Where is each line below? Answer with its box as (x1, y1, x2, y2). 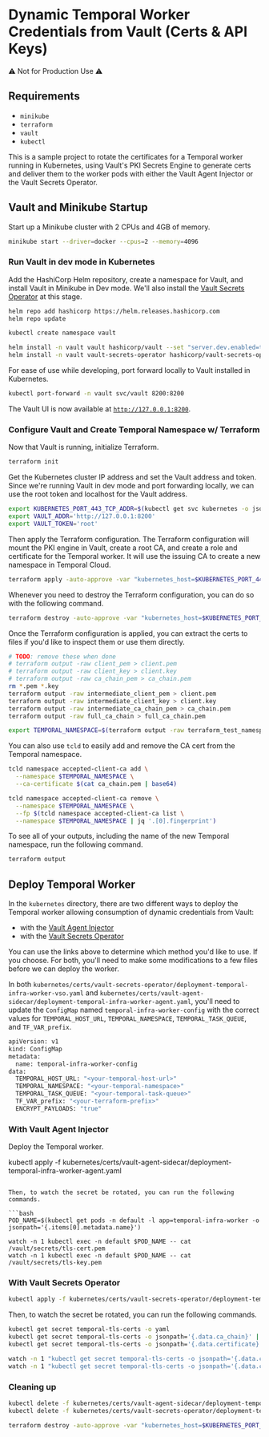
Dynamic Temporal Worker (8, 6, 191, 24)
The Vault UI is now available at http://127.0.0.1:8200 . (8, 403, 191, 414)
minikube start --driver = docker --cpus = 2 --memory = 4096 (8, 237, 199, 245)
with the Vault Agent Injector (19, 923, 114, 933)
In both (8, 980, 32, 990)
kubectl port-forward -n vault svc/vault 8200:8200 (8, 390, 184, 398)
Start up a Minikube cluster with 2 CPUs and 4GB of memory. (8, 222, 211, 232)
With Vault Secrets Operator (8, 1277, 121, 1289)
